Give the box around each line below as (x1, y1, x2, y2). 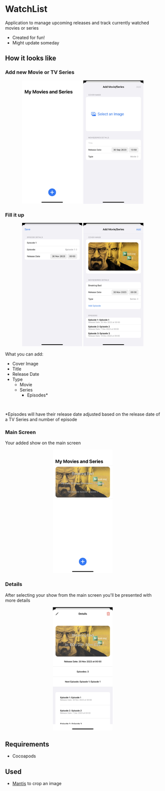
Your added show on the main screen (5, 440, 81, 446)
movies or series (5, 25, 39, 31)
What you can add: (5, 351, 43, 357)
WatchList (5, 3, 48, 15)
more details (5, 597, 31, 603)
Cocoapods (12, 753, 36, 759)
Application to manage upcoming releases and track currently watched (5, 20, 149, 26)
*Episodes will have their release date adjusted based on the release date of (5, 411, 160, 417)
